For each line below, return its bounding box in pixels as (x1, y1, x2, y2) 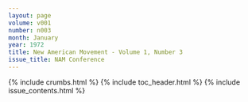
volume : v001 (8, 19, 52, 27)
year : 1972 (8, 41, 45, 49)
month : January (8, 33, 59, 42)
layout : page (8, 11, 52, 20)
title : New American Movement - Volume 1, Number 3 (8, 48, 183, 56)
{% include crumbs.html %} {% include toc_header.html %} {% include (8, 77, 241, 87)
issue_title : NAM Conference (8, 56, 105, 64)
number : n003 (8, 26, 52, 34)
